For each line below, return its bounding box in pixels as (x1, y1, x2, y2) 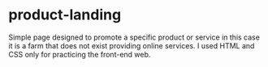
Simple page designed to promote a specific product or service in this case (8, 32, 260, 42)
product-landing (8, 6, 122, 24)
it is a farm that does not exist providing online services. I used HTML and (8, 40, 255, 50)
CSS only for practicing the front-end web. (8, 49, 151, 59)
